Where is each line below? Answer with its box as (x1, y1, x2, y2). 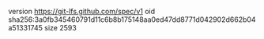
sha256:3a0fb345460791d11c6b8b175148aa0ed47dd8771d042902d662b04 (8, 15, 256, 24)
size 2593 (44, 23, 77, 32)
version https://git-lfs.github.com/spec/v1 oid (8, 7, 156, 16)
